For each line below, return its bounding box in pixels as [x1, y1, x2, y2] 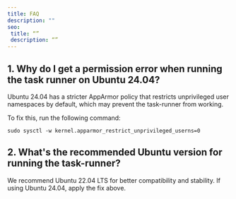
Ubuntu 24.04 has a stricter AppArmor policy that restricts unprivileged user [7, 92, 230, 101]
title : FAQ [7, 10, 40, 18]
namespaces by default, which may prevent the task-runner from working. [7, 99, 224, 108]
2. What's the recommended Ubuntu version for [7, 146, 223, 159]
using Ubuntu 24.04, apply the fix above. [7, 183, 126, 192]
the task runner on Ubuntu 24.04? [7, 73, 160, 85]
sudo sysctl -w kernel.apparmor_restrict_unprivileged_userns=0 [7, 127, 201, 134]
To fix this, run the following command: [7, 114, 122, 122]
